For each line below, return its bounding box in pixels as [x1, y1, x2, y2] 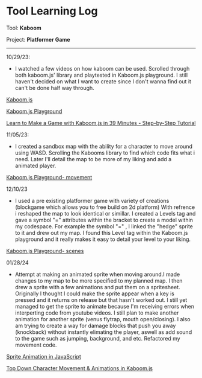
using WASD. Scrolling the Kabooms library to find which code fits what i [14, 149, 195, 156]
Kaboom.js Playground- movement [6, 173, 93, 181]
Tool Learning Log [6, 4, 98, 18]
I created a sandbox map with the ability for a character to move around [14, 143, 192, 150]
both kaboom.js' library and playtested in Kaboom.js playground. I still [14, 71, 188, 78]
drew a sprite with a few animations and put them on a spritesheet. [14, 283, 180, 290]
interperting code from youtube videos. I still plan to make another [14, 309, 179, 316]
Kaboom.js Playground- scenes [6, 247, 84, 254]
